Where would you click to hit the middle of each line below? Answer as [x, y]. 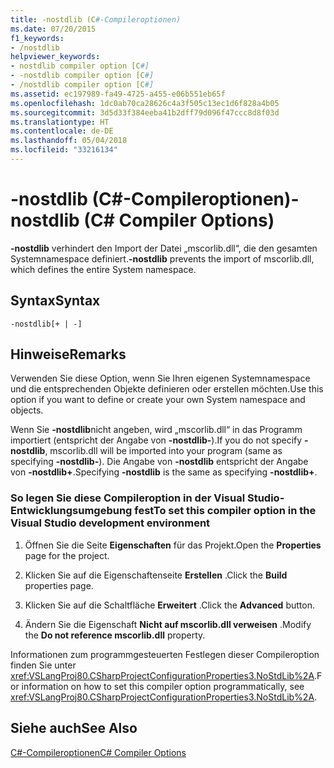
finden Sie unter [43, 665]
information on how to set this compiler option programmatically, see [163, 686]
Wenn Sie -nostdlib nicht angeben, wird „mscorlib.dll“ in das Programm [156, 430]
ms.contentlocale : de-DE [62, 131]
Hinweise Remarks [68, 354]
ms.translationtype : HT [60, 122]
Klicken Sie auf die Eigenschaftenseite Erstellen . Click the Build [156, 575]
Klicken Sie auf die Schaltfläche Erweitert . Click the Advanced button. [169, 605]
